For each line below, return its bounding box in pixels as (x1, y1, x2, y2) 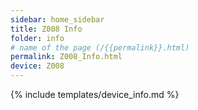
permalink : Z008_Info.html (10, 52, 123, 62)
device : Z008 (10, 61, 65, 71)
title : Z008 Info (10, 24, 83, 34)
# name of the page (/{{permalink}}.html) (10, 42, 190, 53)
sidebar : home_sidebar (10, 14, 105, 25)
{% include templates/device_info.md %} (10, 89, 180, 100)
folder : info (10, 33, 65, 43)
